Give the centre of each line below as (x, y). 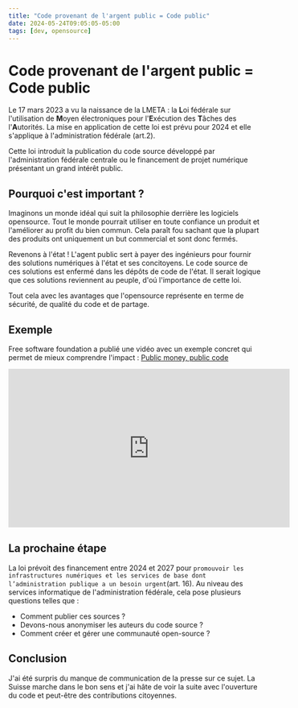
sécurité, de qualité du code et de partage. (79, 304)
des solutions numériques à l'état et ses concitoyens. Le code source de (128, 263)
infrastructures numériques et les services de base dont (107, 576)
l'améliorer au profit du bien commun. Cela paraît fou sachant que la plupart (134, 230)
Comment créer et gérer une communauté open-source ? (115, 633)
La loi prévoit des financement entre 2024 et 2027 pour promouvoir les (126, 568)
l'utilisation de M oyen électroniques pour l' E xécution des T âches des (122, 118)
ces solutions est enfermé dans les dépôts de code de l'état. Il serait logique (135, 271)
